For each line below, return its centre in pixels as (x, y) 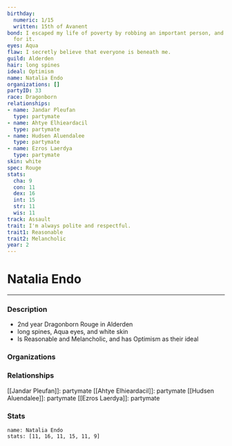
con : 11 (25, 187)
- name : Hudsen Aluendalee (46, 136)
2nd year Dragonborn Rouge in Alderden (75, 324)
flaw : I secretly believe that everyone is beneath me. (89, 53)
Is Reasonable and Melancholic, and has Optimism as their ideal (108, 339)
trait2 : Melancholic (37, 239)
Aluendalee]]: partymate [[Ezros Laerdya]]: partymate (84, 398)
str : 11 (25, 207)
